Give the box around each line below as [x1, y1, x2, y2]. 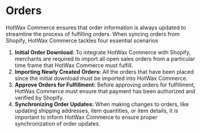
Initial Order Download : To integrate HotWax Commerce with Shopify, [14, 48, 191, 56]
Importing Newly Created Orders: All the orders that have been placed [14, 68, 194, 75]
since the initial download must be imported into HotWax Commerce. [14, 74, 188, 82]
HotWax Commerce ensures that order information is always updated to [5, 24, 186, 31]
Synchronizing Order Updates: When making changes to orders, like [14, 100, 189, 107]
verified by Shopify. [14, 94, 64, 101]
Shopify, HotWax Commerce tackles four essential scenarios [5, 37, 158, 44]
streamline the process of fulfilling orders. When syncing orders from [5, 30, 180, 37]
